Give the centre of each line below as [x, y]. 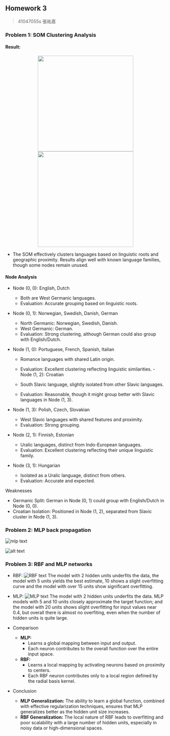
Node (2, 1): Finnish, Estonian [43, 435]
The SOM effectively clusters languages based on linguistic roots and [86, 254]
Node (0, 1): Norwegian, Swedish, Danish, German [65, 313]
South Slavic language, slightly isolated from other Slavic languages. [92, 384]
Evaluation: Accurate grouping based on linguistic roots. [79, 304]
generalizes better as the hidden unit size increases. [75, 712]
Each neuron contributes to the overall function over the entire [93, 648]
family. [27, 456]
